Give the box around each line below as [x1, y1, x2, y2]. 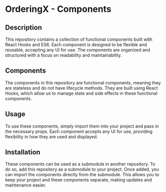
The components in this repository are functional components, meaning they [5, 79, 161, 85]
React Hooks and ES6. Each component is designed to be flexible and [5, 42, 147, 48]
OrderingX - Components [5, 3, 112, 15]
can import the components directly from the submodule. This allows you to [5, 172, 160, 178]
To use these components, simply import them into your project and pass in [5, 123, 159, 129]
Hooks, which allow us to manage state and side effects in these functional [5, 90, 158, 96]
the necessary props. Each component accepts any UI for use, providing [5, 128, 153, 134]
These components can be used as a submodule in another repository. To [5, 161, 156, 167]
